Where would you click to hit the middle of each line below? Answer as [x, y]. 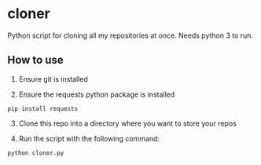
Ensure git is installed [53, 79]
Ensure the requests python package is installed [97, 94]
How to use [35, 60]
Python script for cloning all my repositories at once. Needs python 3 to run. [130, 35]
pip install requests [43, 108]
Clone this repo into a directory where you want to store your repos [127, 123]
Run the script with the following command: [89, 138]
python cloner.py [36, 153]
